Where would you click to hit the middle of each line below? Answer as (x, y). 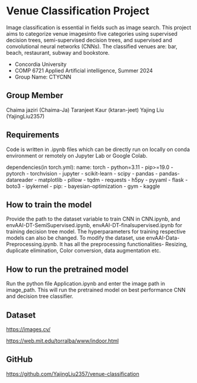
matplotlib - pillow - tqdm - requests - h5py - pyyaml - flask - (113, 180)
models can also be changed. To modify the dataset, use (76, 238)
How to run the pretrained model (67, 269)
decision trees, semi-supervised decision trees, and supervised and (89, 40)
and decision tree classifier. (40, 296)
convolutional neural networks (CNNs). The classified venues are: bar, (92, 46)
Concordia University (41, 64)
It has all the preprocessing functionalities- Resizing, (123, 244)
